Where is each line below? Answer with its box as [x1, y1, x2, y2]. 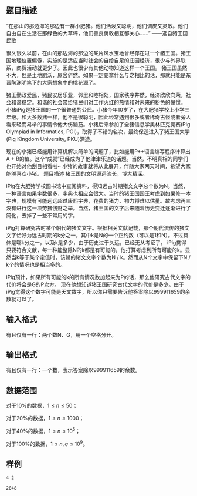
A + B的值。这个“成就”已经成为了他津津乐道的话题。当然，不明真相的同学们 [6, 155, 189, 162]
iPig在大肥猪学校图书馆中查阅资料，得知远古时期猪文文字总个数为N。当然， [6, 182, 189, 189]
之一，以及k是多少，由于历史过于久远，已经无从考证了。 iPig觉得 [29, 239, 186, 246]
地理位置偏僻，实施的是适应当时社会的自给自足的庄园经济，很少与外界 [11, 56, 181, 63]
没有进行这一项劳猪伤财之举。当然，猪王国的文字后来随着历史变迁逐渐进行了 [6, 205, 191, 212]
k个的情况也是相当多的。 [6, 261, 66, 268]
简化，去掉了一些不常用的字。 [6, 212, 78, 219]
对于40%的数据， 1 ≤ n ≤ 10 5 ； [6, 427, 81, 434]
